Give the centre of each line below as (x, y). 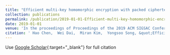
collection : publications (32, 14)
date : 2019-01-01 (24, 24)
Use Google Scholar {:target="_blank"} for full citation (61, 47)
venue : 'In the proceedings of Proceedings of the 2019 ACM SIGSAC (78, 28)
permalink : (17, 19)
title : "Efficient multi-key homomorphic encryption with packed (75, 10)
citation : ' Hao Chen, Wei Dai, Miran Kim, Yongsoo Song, (71, 33)
